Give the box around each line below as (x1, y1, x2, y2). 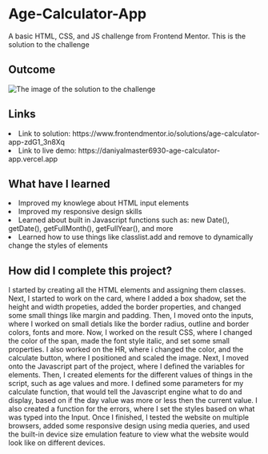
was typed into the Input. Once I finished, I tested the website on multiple (8, 412, 250, 422)
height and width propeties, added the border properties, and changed (8, 302, 242, 312)
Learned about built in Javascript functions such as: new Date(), (18, 215, 230, 225)
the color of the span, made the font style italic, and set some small (8, 337, 230, 346)
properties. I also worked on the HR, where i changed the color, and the (8, 344, 244, 354)
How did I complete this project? (8, 264, 173, 277)
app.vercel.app (8, 153, 58, 164)
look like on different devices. (8, 438, 106, 448)
